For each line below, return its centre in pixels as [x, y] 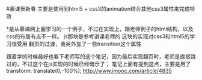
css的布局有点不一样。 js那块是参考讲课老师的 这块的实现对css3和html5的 [98, 36]
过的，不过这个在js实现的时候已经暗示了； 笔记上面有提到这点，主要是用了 [99, 64]
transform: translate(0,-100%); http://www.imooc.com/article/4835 [89, 71]
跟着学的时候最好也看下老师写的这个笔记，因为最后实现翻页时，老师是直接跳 [101, 56]
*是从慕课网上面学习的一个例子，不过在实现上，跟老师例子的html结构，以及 [100, 29]
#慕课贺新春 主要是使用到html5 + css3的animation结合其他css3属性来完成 [98, 9]
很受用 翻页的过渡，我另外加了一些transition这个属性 [76, 44]
